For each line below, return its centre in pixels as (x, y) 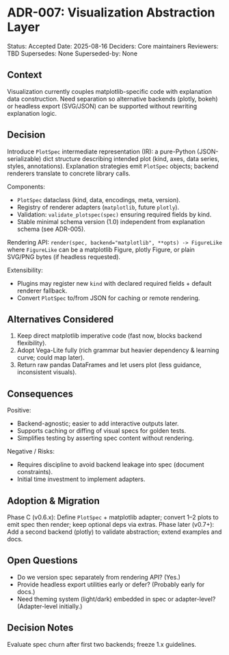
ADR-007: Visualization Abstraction (111, 13)
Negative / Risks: (31, 452)
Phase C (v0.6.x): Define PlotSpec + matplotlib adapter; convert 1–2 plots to (113, 517)
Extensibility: (25, 270)
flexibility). (31, 343)
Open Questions (42, 561)
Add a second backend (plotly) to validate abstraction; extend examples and (114, 532)
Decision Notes (40, 628)
